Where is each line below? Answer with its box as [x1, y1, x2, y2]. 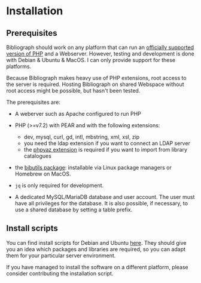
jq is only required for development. [14, 182, 104, 189]
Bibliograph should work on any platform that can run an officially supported [6, 44, 194, 51]
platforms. [6, 63, 32, 70]
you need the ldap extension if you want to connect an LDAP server [23, 140, 190, 147]
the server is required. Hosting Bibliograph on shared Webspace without [6, 81, 184, 88]
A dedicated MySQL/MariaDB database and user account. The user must [14, 193, 195, 201]
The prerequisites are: [6, 99, 61, 106]
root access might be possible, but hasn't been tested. [6, 87, 141, 94]
